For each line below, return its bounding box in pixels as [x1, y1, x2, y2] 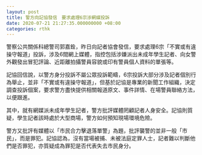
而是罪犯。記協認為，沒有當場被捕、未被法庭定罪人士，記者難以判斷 [19, 134, 190, 142]
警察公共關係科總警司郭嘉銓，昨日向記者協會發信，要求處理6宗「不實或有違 [6, 43, 197, 50]
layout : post [6, 8, 40, 15]
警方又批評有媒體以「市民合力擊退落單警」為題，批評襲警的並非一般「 [6, 127, 183, 134]
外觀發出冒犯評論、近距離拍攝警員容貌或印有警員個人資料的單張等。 [6, 58, 177, 65]
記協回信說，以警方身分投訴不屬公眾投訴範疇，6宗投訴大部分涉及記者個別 [6, 71, 191, 79]
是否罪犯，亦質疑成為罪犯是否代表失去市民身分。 [11, 142, 134, 150]
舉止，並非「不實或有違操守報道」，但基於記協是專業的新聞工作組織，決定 [11, 79, 196, 86]
